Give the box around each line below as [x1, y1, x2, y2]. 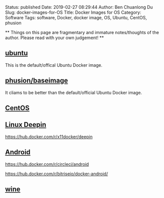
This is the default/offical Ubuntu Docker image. [5, 62, 102, 68]
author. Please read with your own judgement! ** [5, 35, 104, 40]
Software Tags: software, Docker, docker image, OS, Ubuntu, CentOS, [5, 15, 147, 20]
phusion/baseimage [5, 77, 68, 85]
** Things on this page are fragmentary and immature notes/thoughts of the [5, 30, 159, 35]
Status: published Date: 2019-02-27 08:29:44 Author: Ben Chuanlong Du [5, 4, 153, 10]
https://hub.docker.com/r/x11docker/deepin [5, 133, 93, 140]
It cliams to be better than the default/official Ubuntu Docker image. [5, 89, 142, 95]
